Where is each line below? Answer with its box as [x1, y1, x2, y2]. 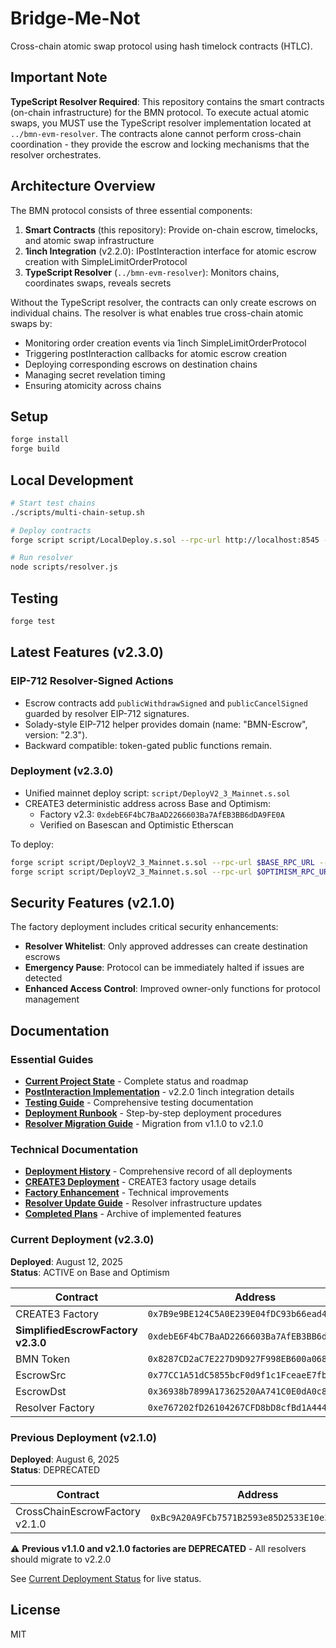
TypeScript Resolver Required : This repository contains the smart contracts [10, 95, 325, 107]
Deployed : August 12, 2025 [10, 1255, 123, 1267]
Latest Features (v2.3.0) [10, 644, 165, 661]
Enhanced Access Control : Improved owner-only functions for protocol [24, 983, 321, 995]
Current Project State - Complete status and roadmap [24, 1075, 249, 1087]
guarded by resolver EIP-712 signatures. [24, 707, 190, 719]
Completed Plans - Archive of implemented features [24, 1208, 242, 1220]
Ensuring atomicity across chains [24, 379, 162, 391]
